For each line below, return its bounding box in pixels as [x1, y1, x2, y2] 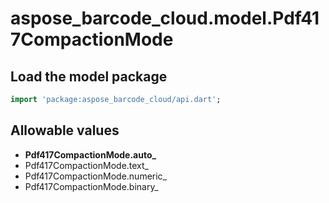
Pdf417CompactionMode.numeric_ [24, 170, 167, 182]
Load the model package [10, 68, 168, 85]
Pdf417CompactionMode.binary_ [24, 180, 159, 192]
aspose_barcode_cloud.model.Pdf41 [10, 7, 320, 30]
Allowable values [10, 122, 120, 139]
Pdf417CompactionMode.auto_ [24, 148, 157, 161]
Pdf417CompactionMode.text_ [24, 159, 149, 171]
